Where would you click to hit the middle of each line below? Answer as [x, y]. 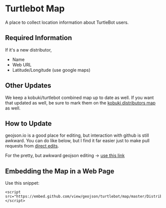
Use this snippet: [22, 183]
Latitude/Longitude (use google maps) [51, 70]
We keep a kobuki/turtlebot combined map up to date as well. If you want [80, 98]
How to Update [28, 124]
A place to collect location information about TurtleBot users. [67, 22]
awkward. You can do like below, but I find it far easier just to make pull [77, 141]
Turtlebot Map [35, 9]
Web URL [22, 64]
